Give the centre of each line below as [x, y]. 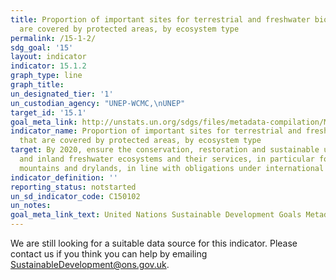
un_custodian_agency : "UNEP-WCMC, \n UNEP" [98, 103]
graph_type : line [46, 76]
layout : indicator [48, 57]
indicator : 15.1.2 [48, 66]
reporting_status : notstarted [73, 187]
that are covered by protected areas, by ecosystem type [140, 141]
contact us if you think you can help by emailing [109, 254]
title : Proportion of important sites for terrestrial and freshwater [160, 19]
